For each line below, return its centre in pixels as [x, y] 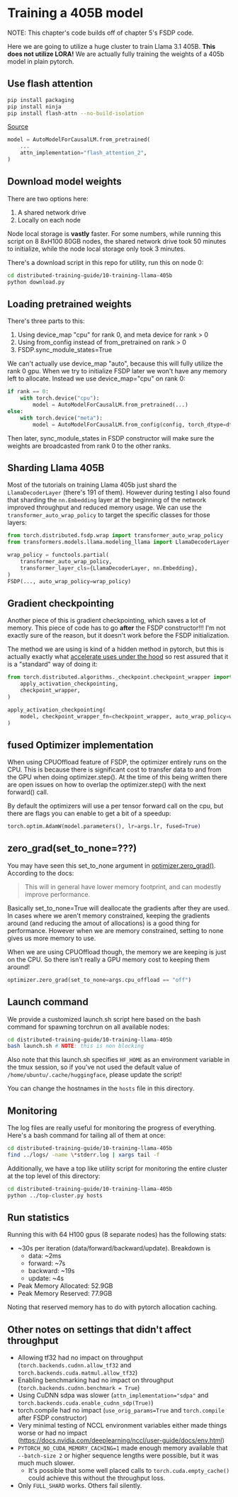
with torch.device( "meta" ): [61, 418]
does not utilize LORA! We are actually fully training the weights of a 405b [116, 54]
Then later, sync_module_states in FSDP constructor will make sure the [111, 438]
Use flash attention [50, 84]
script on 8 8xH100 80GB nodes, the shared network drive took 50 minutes [117, 241]
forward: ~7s [47, 1263]
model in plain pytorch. [41, 61]
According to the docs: [41, 873]
